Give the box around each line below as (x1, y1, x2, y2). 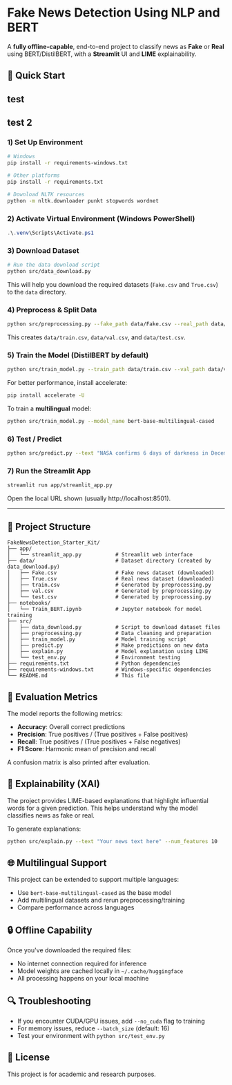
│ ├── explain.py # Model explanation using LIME (7, 648, 209, 655)
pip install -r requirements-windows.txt (7, 160, 128, 167)
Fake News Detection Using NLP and (7, 5, 220, 21)
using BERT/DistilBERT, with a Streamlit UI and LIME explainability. (7, 50, 197, 58)
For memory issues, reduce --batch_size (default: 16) (17, 1024, 170, 1032)
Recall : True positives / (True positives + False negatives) (17, 737, 181, 746)
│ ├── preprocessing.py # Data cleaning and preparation (7, 630, 212, 637)
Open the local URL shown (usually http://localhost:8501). (7, 494, 171, 502)
